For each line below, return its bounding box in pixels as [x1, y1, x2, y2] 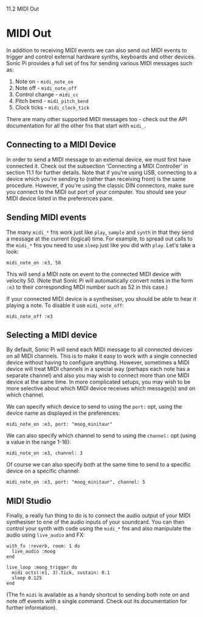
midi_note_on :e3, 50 [6, 259, 61, 266]
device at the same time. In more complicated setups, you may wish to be [6, 378, 191, 386]
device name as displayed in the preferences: [6, 409, 120, 417]
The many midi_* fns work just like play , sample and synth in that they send [6, 228, 194, 236]
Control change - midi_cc [15, 91, 79, 98]
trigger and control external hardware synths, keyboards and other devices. [6, 53, 196, 60]
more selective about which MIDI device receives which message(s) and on [6, 385, 196, 392]
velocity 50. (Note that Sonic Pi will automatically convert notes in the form [6, 277, 193, 284]
